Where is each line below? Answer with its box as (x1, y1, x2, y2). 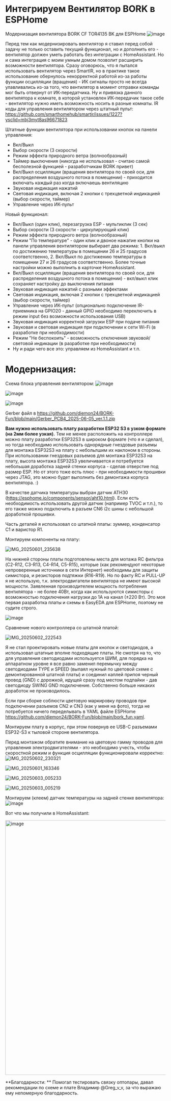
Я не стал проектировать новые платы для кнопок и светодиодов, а (5, 644, 154, 650)
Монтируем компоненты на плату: (5, 536, 80, 542)
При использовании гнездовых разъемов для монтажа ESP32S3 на (5, 452, 153, 458)
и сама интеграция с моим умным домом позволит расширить (5, 57, 144, 63)
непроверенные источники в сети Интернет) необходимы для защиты (5, 567, 159, 573)
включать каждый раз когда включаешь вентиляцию (12, 180, 129, 186)
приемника (12, 308, 37, 314)
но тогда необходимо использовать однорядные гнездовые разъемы (5, 442, 157, 448)
